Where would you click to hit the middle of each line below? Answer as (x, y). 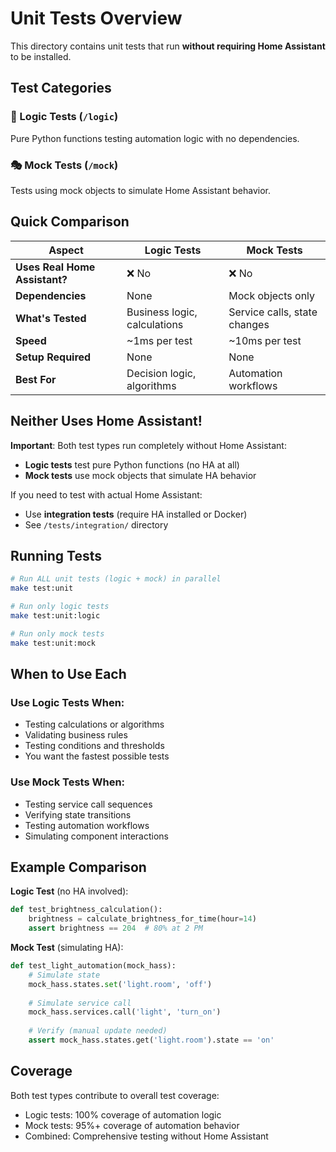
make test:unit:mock (53, 643)
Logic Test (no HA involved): (69, 891)
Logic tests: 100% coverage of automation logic (123, 1114)
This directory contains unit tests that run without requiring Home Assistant (168, 46)
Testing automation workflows (87, 825)
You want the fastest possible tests (97, 756)
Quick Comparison (70, 222)
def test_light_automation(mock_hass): (93, 966)
